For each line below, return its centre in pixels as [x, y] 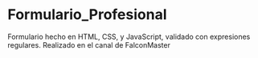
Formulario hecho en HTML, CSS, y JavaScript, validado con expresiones [129, 37]
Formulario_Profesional [87, 15]
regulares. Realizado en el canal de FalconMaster [89, 44]
